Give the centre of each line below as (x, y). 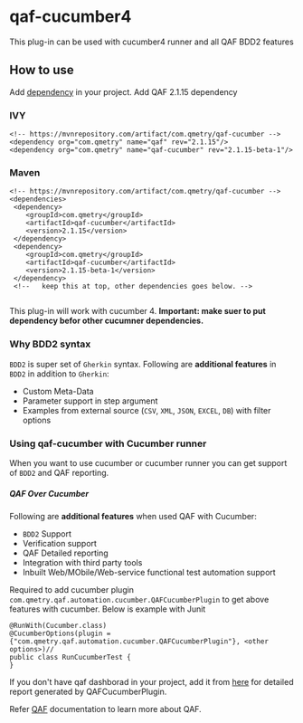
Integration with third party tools (82, 562)
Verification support (60, 543)
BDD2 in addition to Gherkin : (60, 374)
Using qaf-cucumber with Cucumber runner (108, 443)
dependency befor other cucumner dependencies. (107, 321)
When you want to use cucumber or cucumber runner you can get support (148, 462)
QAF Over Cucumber (49, 493)
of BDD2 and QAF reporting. (59, 472)
